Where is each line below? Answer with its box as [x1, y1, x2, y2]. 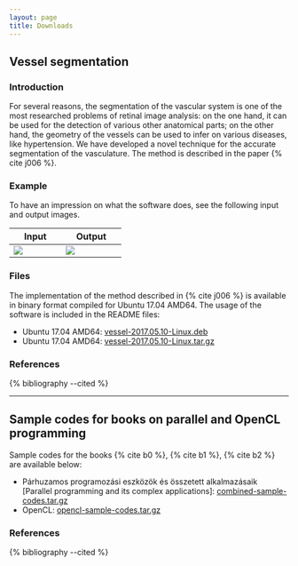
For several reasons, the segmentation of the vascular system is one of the [9, 101, 283, 112]
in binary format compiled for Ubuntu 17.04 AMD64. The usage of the [9, 299, 262, 310]
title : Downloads [9, 21, 74, 30]
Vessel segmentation [9, 54, 129, 69]
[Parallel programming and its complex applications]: [21, 485, 216, 496]
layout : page [9, 12, 58, 22]
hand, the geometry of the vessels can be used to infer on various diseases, [9, 130, 287, 140]
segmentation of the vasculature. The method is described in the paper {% [9, 148, 283, 159]
